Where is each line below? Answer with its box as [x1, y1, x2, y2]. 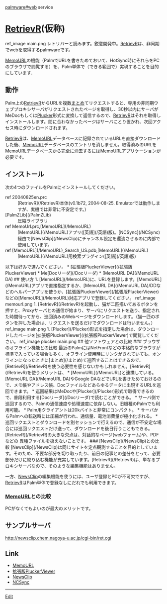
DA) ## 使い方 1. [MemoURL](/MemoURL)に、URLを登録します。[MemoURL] [5, 276, 162, 282]
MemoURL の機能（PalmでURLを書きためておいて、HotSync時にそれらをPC [5, 57, 160, 63]
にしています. [5, 70, 33, 76]
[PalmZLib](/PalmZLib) [5, 211, 51, 218]
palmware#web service [5, 4, 53, 10]
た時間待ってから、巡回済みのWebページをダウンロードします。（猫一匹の [5, 313, 156, 319]
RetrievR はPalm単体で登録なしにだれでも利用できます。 [5, 480, 119, 486]
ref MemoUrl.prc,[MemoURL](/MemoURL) [5, 223, 91, 229]
